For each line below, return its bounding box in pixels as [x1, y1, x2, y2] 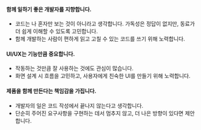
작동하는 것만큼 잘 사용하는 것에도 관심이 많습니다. [15, 65, 134, 72]
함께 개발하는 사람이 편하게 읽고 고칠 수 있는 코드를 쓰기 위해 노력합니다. [15, 35, 185, 42]
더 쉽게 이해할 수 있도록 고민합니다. [15, 28, 98, 35]
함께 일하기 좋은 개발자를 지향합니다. [6, 5, 92, 13]
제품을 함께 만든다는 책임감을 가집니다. [6, 88, 97, 94]
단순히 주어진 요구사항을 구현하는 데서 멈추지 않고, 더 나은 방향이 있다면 [15, 109, 184, 117]
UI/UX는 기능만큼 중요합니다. [6, 50, 75, 57]
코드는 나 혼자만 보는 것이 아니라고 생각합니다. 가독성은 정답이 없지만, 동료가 [15, 20, 196, 27]
